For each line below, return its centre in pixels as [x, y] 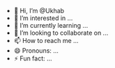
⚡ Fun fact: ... [33, 58]
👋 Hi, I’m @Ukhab [39, 11]
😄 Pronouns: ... [36, 51]
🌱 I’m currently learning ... [51, 25]
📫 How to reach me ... [46, 41]
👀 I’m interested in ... [43, 18]
